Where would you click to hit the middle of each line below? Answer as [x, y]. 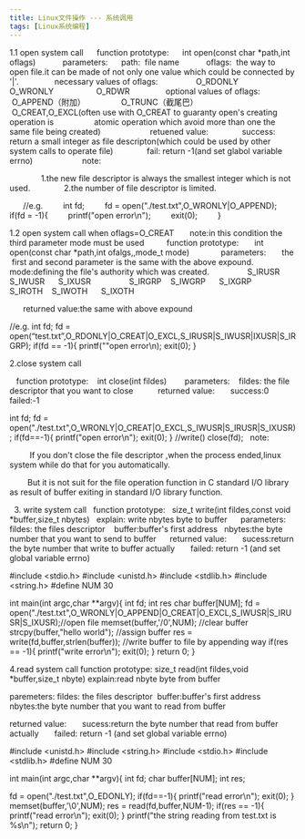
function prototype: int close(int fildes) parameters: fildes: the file [153, 381]
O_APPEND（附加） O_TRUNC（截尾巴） [105, 102]
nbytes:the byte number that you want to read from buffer [117, 706]
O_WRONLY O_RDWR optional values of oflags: [135, 91]
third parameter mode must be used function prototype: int [137, 242]
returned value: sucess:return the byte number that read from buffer [144, 723]
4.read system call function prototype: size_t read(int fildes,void [129, 669]
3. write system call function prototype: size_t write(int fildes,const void [152, 509]
